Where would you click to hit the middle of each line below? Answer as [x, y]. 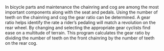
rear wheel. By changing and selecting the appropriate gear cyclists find [78, 28]
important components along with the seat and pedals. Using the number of [82, 12]
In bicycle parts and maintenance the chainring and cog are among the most [82, 7]
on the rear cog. [21, 43]
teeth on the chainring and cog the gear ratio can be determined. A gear [78, 17]
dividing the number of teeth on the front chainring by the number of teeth [80, 38]
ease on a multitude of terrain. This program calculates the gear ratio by [78, 33]
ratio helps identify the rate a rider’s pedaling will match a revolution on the [80, 22]
